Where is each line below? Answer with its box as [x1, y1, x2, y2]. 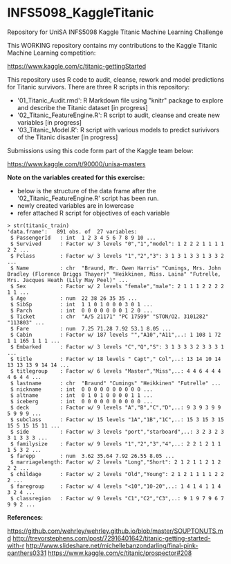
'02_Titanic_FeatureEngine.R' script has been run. [17, 194, 159, 202]
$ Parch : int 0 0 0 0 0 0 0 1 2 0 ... [10, 307, 154, 314]
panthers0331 [7, 549, 47, 557]
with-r [7, 541, 25, 549]
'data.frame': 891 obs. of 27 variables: [7, 228, 138, 235]
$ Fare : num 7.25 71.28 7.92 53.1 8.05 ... [10, 325, 172, 332]
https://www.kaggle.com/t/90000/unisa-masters [7, 159, 146, 168]
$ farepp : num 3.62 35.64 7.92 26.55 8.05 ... [10, 452, 175, 459]
